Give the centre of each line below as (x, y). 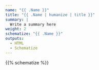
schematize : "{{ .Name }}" (34, 34)
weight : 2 (16, 29)
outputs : (15, 39)
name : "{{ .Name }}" (27, 10)
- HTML (17, 43)
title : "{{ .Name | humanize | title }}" (50, 15)
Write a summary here (33, 24)
